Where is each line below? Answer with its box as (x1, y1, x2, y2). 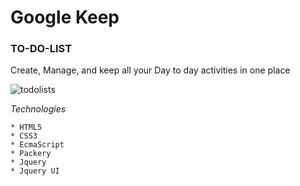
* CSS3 (10, 131, 38, 141)
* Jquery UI (10, 166, 60, 176)
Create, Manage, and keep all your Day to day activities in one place (10, 64, 291, 76)
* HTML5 (10, 122, 43, 133)
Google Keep (10, 6, 120, 29)
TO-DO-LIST (10, 42, 73, 56)
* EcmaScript (10, 140, 65, 150)
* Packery (10, 149, 52, 159)
